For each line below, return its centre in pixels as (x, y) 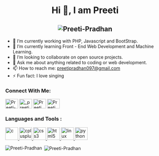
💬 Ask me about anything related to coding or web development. (80, 62)
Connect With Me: (28, 90)
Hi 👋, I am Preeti (85, 10)
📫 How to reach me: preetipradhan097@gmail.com (66, 68)
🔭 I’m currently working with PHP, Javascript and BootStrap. (75, 41)
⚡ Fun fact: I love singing (38, 76)
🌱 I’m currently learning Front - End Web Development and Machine (83, 46)
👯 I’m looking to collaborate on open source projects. (68, 57)
